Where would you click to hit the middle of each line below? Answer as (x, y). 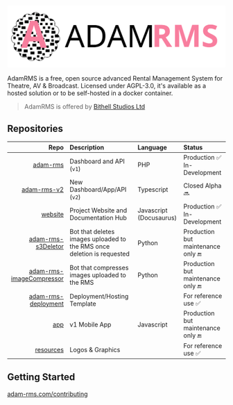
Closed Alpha (202, 185)
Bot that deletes (92, 232)
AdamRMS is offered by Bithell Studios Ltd (85, 107)
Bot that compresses (99, 267)
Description (87, 147)
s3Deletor (50, 247)
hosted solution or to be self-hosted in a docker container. (90, 93)
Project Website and (98, 210)
